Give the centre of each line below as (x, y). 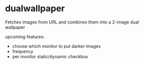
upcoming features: (25, 37)
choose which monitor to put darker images (56, 46)
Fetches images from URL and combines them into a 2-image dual (72, 22)
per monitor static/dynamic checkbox (50, 56)
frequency (23, 51)
